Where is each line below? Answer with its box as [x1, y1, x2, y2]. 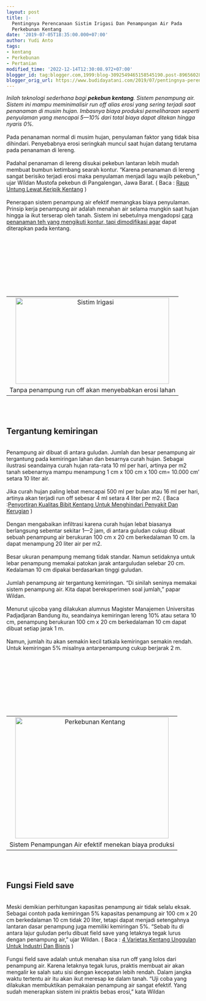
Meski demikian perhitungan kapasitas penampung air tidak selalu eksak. [6, 903, 191, 910]
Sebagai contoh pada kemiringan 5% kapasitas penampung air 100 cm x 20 [6, 910, 197, 917]
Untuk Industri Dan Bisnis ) [6, 942, 74, 949]
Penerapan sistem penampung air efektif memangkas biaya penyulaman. [6, 199, 191, 206]
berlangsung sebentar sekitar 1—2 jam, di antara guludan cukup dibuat [6, 527, 185, 534]
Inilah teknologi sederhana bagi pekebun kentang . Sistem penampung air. [6, 95, 195, 102]
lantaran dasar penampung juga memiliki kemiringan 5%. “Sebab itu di [6, 922, 184, 930]
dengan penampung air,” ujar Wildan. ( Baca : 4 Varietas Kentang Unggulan [6, 935, 196, 943]
